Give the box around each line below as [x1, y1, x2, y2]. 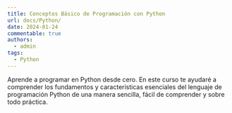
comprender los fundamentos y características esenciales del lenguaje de [7, 82, 222, 91]
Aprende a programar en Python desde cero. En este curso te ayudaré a [7, 75, 217, 84]
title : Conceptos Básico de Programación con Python [7, 10, 166, 18]
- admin [13, 43, 37, 50]
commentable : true [7, 29, 61, 37]
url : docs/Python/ [7, 17, 61, 24]
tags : [7, 50, 23, 57]
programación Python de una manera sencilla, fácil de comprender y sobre [7, 90, 226, 98]
